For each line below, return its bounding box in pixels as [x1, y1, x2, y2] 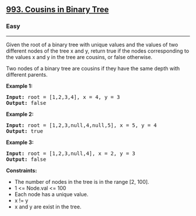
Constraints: [6, 167, 37, 174]
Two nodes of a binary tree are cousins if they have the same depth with [6, 64, 180, 72]
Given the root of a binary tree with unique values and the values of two [6, 41, 178, 48]
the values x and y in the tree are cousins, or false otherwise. [6, 53, 153, 60]
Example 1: [6, 82, 33, 90]
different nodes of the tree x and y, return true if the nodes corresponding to [6, 47, 190, 54]
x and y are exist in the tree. [14, 203, 82, 210]
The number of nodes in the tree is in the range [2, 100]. [14, 178, 150, 185]
